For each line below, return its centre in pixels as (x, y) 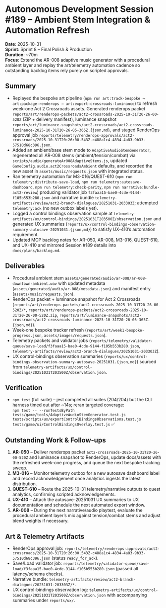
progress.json (27, 336)
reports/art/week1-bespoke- (115, 330)
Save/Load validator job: (37, 563)
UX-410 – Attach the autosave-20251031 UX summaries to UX (76, 500)
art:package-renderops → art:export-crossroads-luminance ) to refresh (85, 103)
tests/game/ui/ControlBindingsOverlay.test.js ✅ (64, 424)
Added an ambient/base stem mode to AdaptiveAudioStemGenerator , (82, 150)
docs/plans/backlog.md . (36, 250)
